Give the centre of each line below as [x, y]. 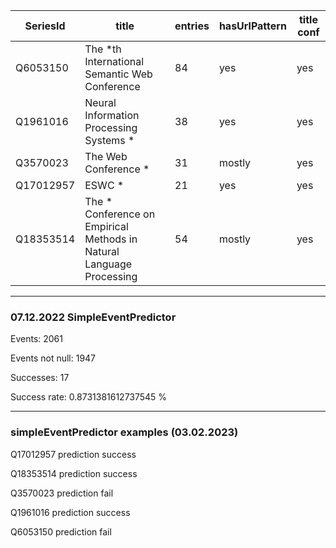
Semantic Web [118, 74]
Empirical [106, 226]
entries [192, 26]
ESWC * [104, 185]
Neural [100, 102]
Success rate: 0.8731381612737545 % [89, 397]
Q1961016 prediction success [70, 512]
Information [112, 115]
